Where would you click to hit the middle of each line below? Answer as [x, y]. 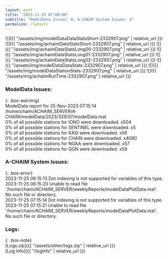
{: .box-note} [18, 240]
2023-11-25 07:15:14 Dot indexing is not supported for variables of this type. [84, 200]
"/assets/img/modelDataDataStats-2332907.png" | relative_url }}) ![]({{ [85, 65]
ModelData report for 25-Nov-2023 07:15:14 [51, 106]
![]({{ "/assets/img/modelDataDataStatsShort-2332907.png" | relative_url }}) [84, 39]
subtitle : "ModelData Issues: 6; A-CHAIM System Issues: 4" [70, 19]
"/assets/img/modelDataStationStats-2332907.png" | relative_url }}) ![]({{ [81, 71]
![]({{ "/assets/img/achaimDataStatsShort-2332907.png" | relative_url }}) [80, 44]
